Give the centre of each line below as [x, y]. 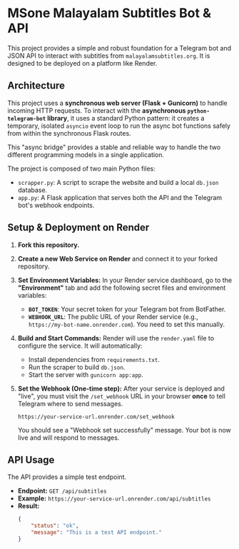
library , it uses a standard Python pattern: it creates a [126, 118]
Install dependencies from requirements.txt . [94, 359]
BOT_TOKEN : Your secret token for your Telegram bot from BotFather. [127, 309]
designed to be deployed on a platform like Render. [82, 63]
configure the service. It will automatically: [80, 346]
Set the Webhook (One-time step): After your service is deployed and [121, 388]
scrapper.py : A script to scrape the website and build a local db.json [118, 182]
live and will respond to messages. [68, 438]
